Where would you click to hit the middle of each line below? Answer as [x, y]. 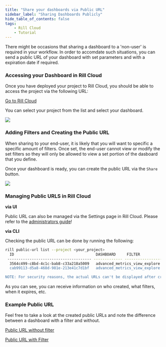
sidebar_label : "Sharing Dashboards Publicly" [54, 14]
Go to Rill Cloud [21, 101]
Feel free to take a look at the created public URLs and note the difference [80, 315]
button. [12, 174]
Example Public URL [30, 304]
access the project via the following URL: [47, 91]
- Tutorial [25, 33]
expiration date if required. [32, 63]
